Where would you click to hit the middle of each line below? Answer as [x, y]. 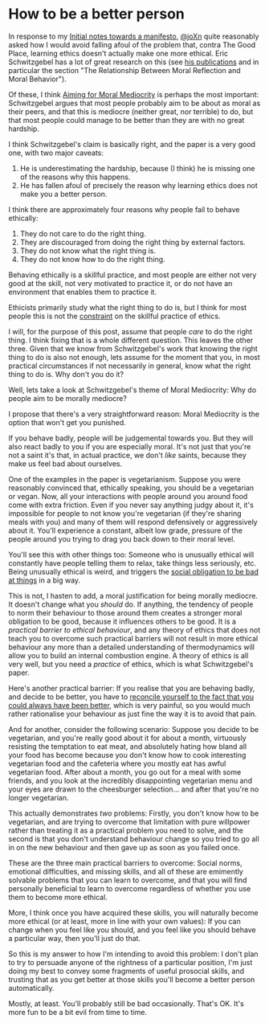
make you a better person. [63, 194]
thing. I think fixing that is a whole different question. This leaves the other [131, 340]
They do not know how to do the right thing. [93, 259]
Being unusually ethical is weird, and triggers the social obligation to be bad [133, 571]
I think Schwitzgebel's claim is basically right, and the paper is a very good [132, 144]
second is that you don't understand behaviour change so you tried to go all [134, 839]
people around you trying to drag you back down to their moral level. [122, 538]
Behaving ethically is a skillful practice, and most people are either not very [132, 275]
